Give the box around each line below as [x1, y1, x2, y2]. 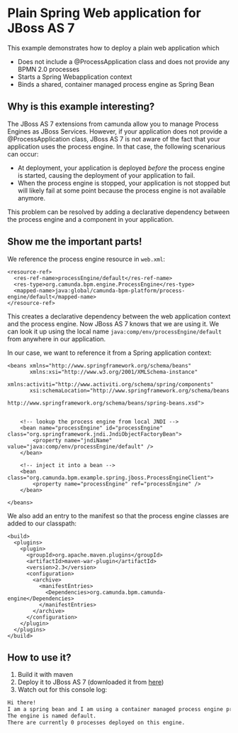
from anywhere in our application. [7, 334, 106, 343]
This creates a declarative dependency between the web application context [7, 311, 231, 321]
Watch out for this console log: [17, 685, 108, 694]
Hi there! [7, 699, 37, 707]
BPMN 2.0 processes [17, 65, 80, 73]
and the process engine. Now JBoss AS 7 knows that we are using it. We [7, 319, 220, 328]
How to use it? [7, 651, 72, 663]
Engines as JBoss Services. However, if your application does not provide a [7, 127, 228, 136]
